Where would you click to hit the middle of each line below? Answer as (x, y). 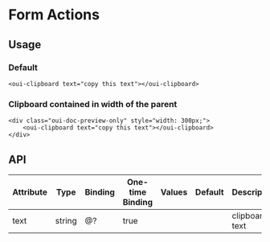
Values (174, 192)
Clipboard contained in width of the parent (93, 104)
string (66, 220)
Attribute (30, 192)
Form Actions (54, 15)
